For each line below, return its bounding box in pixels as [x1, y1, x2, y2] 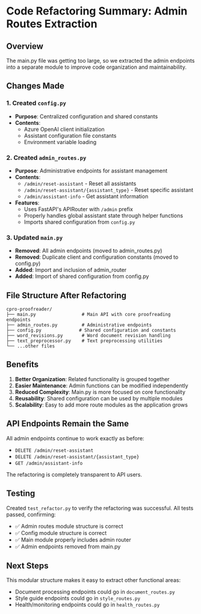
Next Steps [6, 560, 49, 571]
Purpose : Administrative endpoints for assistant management [14, 167, 168, 174]
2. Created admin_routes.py [6, 153, 87, 162]
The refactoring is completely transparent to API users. [6, 470, 143, 478]
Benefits [6, 359, 39, 370]
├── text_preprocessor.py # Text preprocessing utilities [6, 338, 163, 344]
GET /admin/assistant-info [14, 460, 83, 466]
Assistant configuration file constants [23, 131, 117, 139]
